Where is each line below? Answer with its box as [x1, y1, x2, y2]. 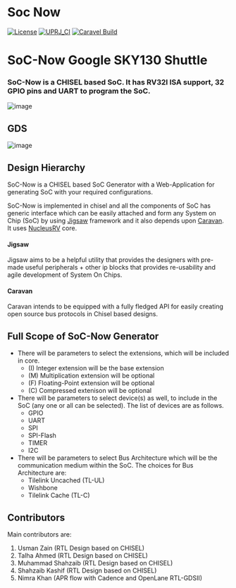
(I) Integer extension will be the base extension [27, 364, 164, 373]
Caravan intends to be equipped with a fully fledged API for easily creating [7, 302, 224, 311]
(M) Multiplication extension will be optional [27, 371, 155, 380]
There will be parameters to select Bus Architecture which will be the [17, 453, 218, 462]
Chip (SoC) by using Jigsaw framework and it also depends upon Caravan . [7, 216, 224, 225]
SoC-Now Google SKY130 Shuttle [7, 52, 208, 68]
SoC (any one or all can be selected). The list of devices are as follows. [17, 401, 224, 410]
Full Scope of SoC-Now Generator [7, 330, 159, 342]
